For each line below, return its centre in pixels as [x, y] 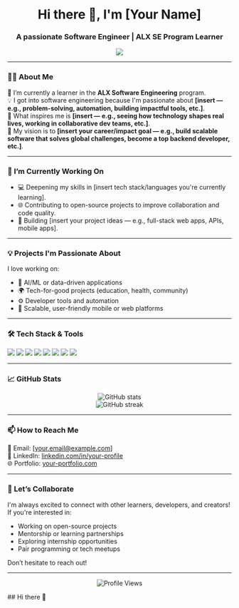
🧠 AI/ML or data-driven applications [70, 283]
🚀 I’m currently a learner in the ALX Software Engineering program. [107, 93]
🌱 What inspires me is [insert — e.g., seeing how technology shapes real [116, 115]
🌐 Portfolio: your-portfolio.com [52, 463]
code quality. [37, 213]
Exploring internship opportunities [67, 541]
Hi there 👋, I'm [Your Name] [119, 15]
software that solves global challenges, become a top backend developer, [118, 138]
